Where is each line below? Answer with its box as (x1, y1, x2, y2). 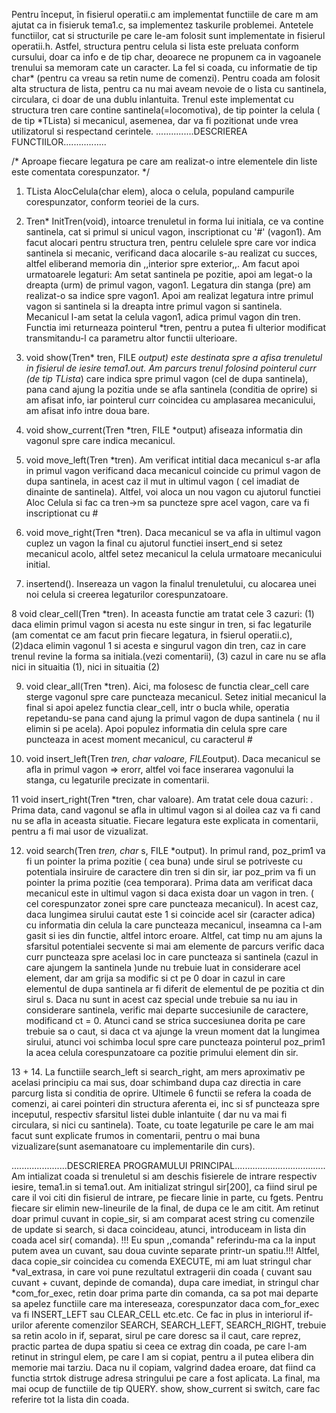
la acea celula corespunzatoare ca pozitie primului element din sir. (25, 1047, 299, 1058)
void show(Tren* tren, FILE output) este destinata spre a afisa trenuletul (25, 352, 323, 363)
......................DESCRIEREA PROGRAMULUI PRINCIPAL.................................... (11, 1160, 326, 1171)
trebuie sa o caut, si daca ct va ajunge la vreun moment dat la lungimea (25, 1025, 321, 1037)
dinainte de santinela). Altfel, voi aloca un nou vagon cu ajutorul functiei (25, 486, 321, 498)
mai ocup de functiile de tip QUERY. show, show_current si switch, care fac (11, 1383, 321, 1394)
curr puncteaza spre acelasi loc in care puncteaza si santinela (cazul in (25, 951, 319, 963)
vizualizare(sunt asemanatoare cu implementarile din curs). (11, 1140, 256, 1152)
